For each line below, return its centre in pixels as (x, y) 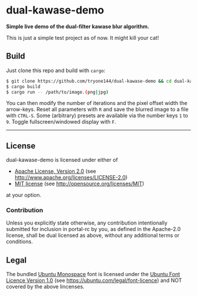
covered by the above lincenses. (45, 287)
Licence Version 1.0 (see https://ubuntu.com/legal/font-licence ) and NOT (94, 280)
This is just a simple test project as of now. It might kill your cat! (83, 38)
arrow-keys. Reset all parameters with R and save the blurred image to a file (97, 110)
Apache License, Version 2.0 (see (55, 171)
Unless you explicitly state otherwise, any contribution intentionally (87, 223)
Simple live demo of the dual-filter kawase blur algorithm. (78, 26)
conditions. (20, 241)
